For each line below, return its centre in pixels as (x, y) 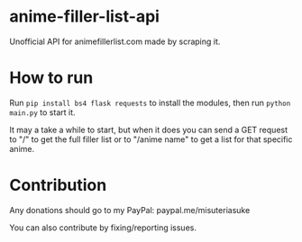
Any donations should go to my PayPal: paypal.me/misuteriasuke (130, 210)
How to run (51, 78)
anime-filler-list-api (85, 17)
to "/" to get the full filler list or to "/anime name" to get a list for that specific (151, 139)
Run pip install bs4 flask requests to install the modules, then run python (150, 103)
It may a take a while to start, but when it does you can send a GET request (149, 130)
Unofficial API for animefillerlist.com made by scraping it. (115, 41)
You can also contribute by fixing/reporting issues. (103, 228)
